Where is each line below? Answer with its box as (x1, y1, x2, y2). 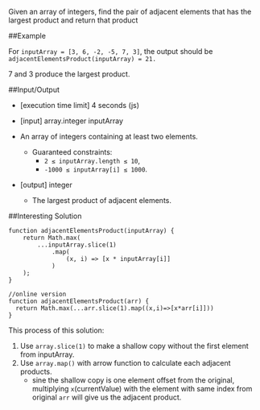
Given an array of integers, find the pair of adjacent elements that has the (8, 7, 252, 16)
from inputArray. (19, 350, 75, 359)
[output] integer (19, 180, 72, 189)
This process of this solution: (8, 325, 105, 335)
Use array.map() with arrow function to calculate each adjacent (19, 358, 231, 367)
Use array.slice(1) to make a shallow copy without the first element (19, 342, 249, 350)
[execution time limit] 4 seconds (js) (19, 101, 139, 110)
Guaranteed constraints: (31, 147, 113, 156)
